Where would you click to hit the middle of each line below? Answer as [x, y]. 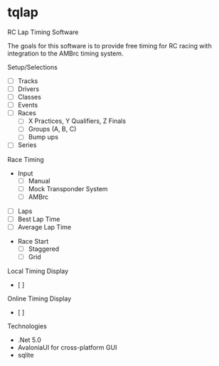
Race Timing [26, 159]
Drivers [28, 89]
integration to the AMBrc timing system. [65, 53]
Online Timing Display [39, 298]
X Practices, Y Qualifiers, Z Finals [77, 121]
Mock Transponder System [68, 188]
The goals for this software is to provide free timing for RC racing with [109, 45]
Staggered [44, 249]
